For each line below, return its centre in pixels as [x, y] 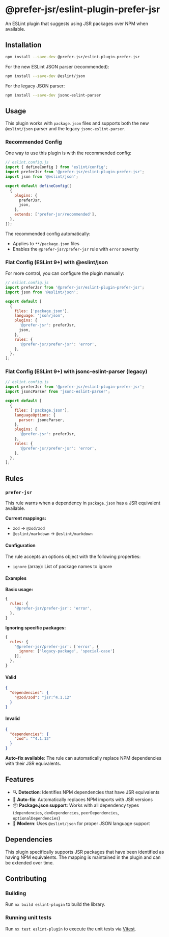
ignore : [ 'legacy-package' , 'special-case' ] [67, 651]
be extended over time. [30, 862]
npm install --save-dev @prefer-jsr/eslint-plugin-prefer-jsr [73, 57]
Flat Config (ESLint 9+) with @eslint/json [57, 262]
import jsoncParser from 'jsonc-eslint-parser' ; [58, 392]
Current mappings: [26, 518]
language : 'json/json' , [40, 316]
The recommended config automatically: [48, 233]
